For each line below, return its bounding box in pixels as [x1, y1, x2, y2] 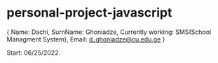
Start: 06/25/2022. [6, 48, 61, 57]
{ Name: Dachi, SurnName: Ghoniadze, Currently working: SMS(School [6, 28, 212, 36]
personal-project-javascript [6, 5, 172, 21]
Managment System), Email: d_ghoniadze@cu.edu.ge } [6, 35, 165, 43]
